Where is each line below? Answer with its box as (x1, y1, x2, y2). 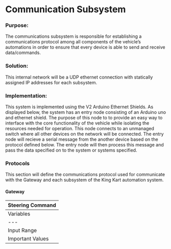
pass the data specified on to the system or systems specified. (5, 147, 137, 154)
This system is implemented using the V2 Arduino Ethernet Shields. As (5, 104, 154, 110)
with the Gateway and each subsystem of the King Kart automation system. (5, 177, 164, 183)
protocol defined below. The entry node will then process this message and (5, 142, 164, 148)
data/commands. (5, 49, 41, 56)
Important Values (8, 235, 49, 242)
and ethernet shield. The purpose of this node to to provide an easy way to (5, 115, 163, 121)
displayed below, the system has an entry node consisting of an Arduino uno (5, 109, 166, 115)
